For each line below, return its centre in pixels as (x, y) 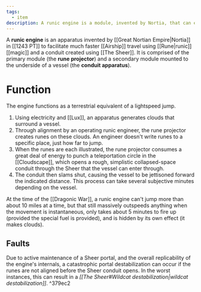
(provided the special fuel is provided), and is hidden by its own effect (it (95, 218)
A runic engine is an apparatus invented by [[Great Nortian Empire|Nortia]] (98, 40)
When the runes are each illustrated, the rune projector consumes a (98, 150)
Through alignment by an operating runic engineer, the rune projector (100, 130)
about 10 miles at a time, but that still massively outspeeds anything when (97, 206)
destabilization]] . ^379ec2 (38, 283)
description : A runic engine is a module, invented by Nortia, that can (99, 23)
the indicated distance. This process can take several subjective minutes (104, 181)
